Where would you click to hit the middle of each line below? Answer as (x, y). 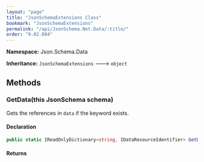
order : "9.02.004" (29, 35)
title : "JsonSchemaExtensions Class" (54, 18)
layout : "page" (25, 12)
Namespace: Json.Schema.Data (47, 52)
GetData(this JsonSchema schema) (60, 100)
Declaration (21, 127)
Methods (24, 83)
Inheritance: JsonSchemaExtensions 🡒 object (67, 64)
